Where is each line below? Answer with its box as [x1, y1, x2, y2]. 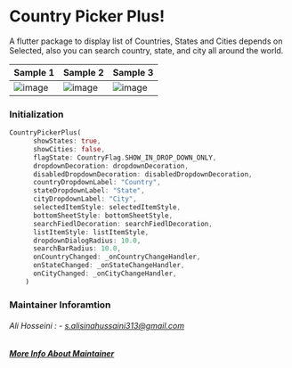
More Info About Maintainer [9, 348, 115, 358]
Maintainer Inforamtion [9, 298, 111, 311]
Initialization [9, 108, 64, 120]
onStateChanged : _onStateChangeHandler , [32, 261, 185, 270]
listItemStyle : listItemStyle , [32, 227, 150, 237]
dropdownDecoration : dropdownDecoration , [32, 161, 190, 170]
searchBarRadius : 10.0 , [32, 244, 122, 253]
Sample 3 [112, 66, 154, 78]
